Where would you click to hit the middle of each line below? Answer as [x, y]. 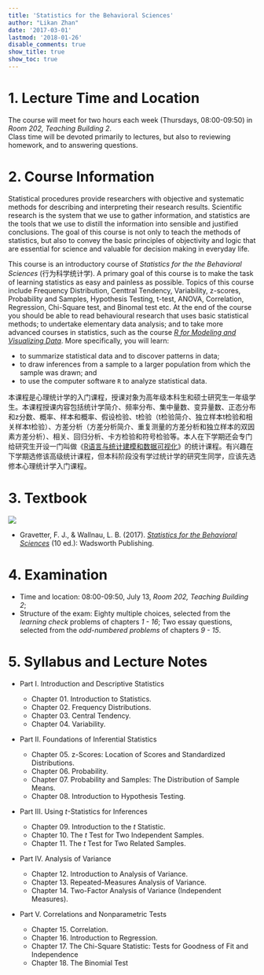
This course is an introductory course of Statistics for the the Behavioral [125, 263]
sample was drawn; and [58, 372]
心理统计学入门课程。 [56, 465]
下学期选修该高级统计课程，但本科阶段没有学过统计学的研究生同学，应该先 [128, 456]
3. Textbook [48, 498]
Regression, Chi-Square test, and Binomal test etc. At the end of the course [130, 307]
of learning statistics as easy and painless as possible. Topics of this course [131, 282]
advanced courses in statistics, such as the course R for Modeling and [122, 332]
